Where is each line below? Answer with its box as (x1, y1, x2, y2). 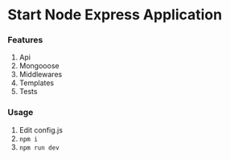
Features (7, 35, 43, 46)
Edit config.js (18, 125, 64, 134)
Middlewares (18, 70, 63, 80)
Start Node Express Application (7, 6, 223, 24)
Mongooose (18, 61, 60, 71)
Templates (18, 78, 54, 88)
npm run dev (18, 143, 60, 152)
